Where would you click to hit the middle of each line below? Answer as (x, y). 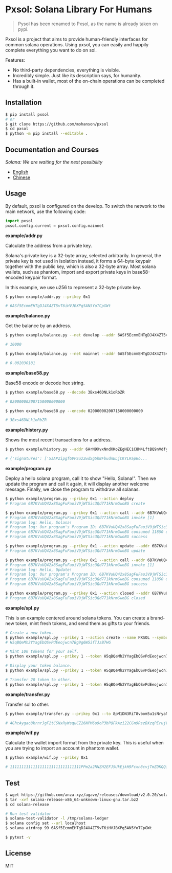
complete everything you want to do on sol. (51, 50)
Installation (24, 103)
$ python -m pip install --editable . (47, 134)
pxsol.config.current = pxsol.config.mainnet (55, 226)
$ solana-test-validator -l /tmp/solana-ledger (57, 818)
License (18, 853)
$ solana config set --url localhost (46, 823)
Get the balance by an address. (38, 326)
